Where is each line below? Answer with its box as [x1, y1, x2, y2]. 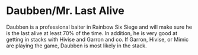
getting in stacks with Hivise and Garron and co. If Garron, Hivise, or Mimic [6, 36, 189, 43]
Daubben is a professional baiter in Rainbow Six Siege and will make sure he [6, 23, 193, 30]
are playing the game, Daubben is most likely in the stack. [6, 42, 147, 49]
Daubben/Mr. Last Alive [6, 4, 124, 18]
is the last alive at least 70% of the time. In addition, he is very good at [6, 29, 178, 36]
